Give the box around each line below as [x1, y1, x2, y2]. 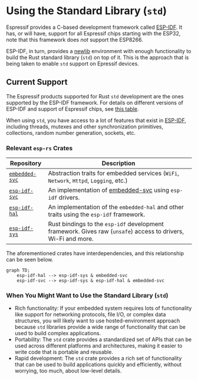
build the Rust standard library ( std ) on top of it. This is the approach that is [6, 54, 189, 61]
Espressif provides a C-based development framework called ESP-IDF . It [6, 24, 183, 31]
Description [101, 159, 136, 167]
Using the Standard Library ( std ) [6, 4, 167, 18]
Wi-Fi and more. [48, 234, 94, 243]
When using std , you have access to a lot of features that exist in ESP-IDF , [6, 117, 187, 124]
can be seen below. [6, 256, 54, 263]
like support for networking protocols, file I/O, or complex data [14, 311, 166, 318]
